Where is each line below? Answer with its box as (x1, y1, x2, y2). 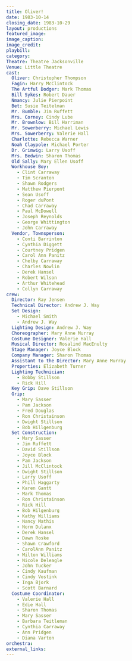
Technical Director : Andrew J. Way (11, 302, 100, 309)
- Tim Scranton (17, 175, 55, 181)
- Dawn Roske (17, 535, 49, 541)
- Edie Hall (17, 601, 46, 608)
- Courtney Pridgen (17, 247, 65, 253)
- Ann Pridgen (17, 629, 52, 635)
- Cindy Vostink (17, 574, 58, 580)
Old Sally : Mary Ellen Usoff (11, 159, 84, 165)
